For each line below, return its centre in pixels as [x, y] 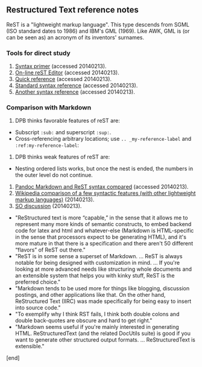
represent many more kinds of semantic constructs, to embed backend [103, 224]
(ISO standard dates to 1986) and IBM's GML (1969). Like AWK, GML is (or [98, 31]
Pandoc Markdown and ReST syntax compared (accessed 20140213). [102, 187]
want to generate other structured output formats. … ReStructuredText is [105, 340]
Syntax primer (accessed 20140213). [61, 67]
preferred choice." [38, 282]
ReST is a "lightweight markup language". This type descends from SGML [98, 24]
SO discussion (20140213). [48, 206]
